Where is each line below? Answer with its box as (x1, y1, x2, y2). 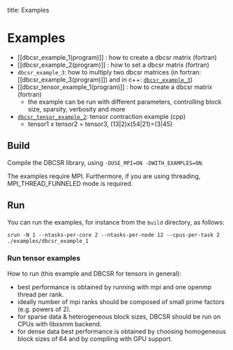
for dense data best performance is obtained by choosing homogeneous (17, 327, 227, 335)
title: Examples (7, 6, 50, 14)
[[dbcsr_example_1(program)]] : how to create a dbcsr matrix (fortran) (17, 53, 218, 61)
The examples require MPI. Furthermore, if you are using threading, (7, 172, 201, 180)
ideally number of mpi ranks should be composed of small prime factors (17, 297, 225, 305)
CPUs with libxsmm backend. (17, 319, 102, 328)
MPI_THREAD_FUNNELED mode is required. (7, 179, 133, 187)
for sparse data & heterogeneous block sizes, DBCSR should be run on (17, 312, 221, 321)
